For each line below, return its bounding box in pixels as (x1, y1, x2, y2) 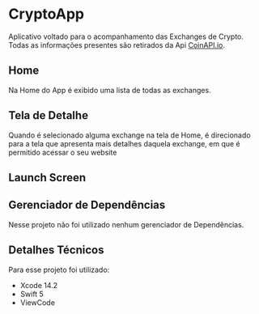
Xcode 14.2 (19, 280, 58, 290)
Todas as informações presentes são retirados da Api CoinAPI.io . (8, 40, 225, 49)
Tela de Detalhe (8, 108, 89, 122)
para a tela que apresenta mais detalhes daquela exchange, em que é (8, 138, 240, 148)
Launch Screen (8, 171, 87, 185)
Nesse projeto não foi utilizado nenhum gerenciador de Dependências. (8, 219, 244, 229)
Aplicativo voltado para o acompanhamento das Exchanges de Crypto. (8, 32, 244, 41)
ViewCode (19, 297, 55, 308)
